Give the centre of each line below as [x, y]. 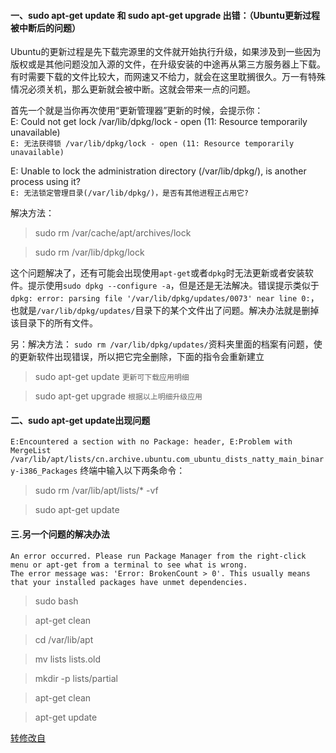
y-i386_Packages [44, 471]
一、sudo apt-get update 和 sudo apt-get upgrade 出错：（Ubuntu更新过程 [165, 15]
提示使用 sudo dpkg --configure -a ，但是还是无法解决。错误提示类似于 [173, 286]
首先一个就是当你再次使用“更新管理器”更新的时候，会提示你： [137, 111]
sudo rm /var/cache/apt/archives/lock [113, 233]
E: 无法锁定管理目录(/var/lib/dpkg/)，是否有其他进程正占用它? [129, 193]
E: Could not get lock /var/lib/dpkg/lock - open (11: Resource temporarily [159, 122]
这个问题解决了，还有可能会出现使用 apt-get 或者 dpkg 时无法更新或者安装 [157, 273]
